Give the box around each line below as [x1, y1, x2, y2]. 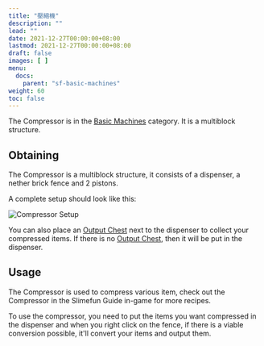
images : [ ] [8, 57, 48, 65]
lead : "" [8, 27, 38, 35]
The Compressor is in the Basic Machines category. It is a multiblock [8, 116, 236, 126]
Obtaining [8, 148, 60, 162]
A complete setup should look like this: [8, 194, 137, 204]
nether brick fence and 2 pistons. [8, 178, 118, 188]
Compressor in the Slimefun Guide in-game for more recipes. [8, 295, 212, 305]
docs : [15, 72, 35, 80]
